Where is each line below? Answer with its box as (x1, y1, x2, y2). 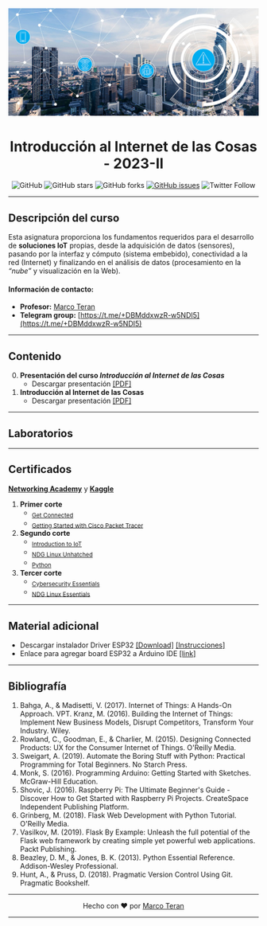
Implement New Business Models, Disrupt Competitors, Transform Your (19, 717, 254, 727)
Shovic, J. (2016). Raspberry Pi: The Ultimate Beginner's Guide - (19, 785, 230, 795)
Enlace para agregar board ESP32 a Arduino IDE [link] (19, 649, 196, 658)
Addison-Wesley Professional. (19, 862, 118, 871)
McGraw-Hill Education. (19, 777, 99, 787)
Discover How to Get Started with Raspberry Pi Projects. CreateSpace (19, 794, 249, 803)
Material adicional (8, 619, 99, 633)
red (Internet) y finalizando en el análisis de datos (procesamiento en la (8, 258, 242, 268)
